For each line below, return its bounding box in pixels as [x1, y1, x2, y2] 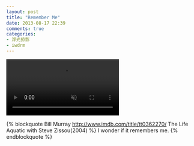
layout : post [6, 8, 39, 15]
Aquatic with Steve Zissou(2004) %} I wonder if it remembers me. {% [6, 127, 178, 134]
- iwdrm [6, 43, 26, 49]
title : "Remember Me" [6, 14, 61, 20]
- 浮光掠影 [6, 37, 30, 43]
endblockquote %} [6, 133, 53, 140]
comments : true [6, 25, 44, 32]
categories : [6, 31, 36, 37]
